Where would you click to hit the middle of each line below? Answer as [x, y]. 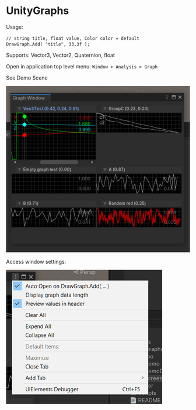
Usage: [15, 27]
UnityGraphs [38, 11]
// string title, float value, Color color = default [73, 38]
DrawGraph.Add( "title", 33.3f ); [48, 44]
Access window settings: [36, 262]
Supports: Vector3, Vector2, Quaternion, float [61, 55]
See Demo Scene [27, 78]
